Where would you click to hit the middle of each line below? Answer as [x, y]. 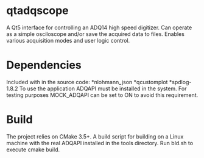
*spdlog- [180, 82]
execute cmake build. [33, 149]
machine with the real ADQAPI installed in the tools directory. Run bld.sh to [100, 143]
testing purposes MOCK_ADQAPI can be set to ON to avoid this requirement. [102, 95]
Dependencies [44, 65]
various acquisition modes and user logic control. [68, 40]
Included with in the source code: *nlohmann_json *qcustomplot [87, 82]
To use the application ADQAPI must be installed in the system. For [103, 88]
